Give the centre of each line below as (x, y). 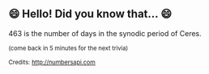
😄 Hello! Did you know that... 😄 (90, 14)
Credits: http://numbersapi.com (52, 62)
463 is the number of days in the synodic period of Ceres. (105, 33)
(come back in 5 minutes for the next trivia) (68, 48)
